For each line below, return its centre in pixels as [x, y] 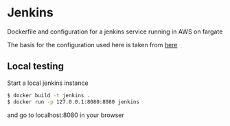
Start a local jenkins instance [48, 83]
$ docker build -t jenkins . [49, 95]
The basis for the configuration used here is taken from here [92, 45]
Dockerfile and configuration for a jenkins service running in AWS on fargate [115, 32]
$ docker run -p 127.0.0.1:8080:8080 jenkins [73, 102]
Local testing [35, 66]
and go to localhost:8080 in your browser [66, 115]
